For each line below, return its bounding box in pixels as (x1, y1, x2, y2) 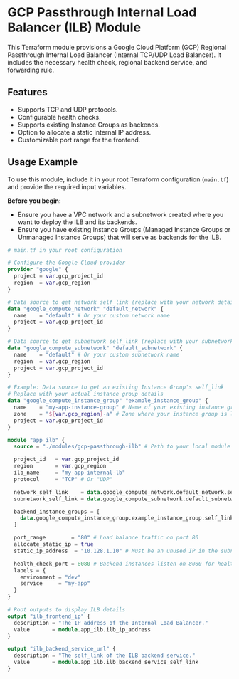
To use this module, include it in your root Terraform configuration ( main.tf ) (7, 175, 229, 184)
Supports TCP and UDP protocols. (17, 105, 118, 114)
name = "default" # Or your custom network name (14, 312, 171, 319)
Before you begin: (7, 196, 62, 205)
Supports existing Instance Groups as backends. (17, 120, 160, 129)
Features (7, 86, 48, 98)
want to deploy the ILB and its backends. (17, 218, 137, 226)
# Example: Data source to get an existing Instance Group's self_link (7, 384, 224, 391)
